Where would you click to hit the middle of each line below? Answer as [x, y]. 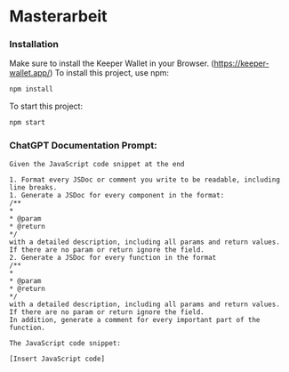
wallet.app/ [30, 73]
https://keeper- [241, 63]
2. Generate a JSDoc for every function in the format [113, 257]
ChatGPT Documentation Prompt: [83, 146]
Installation [34, 44]
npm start [28, 123]
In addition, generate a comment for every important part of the [135, 319]
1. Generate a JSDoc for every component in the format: [117, 195]
